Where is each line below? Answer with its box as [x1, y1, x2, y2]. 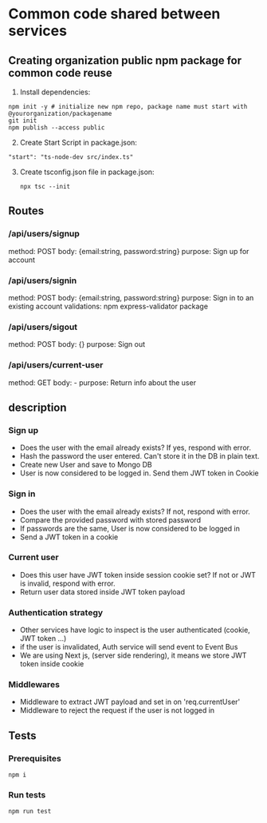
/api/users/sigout [8, 321, 78, 332]
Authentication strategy [8, 606, 104, 618]
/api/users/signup [8, 229, 80, 240]
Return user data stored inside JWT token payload [19, 586, 186, 596]
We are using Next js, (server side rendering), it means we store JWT [19, 650, 247, 660]
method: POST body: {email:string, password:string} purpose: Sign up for [8, 246, 249, 256]
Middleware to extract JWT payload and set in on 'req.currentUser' [19, 697, 241, 707]
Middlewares [8, 679, 60, 690]
